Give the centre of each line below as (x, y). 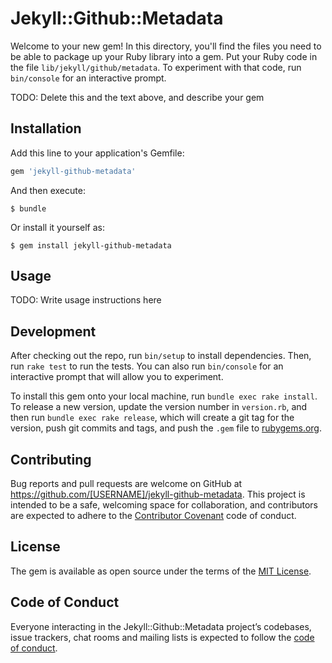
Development (53, 331)
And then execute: (48, 190)
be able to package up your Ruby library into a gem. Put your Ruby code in (164, 56)
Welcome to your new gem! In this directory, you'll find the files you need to (166, 46)
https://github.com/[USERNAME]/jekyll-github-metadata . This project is (158, 494)
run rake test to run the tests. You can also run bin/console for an (147, 366)
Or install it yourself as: (57, 227)
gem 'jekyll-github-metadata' (73, 171)
